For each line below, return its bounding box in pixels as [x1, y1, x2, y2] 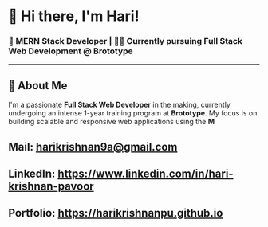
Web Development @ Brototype [8, 45, 133, 57]
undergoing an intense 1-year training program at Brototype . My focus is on [8, 108, 258, 118]
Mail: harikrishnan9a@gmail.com [8, 139, 178, 154]
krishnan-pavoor [8, 179, 94, 194]
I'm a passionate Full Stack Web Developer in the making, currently [8, 100, 231, 110]
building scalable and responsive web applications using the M [8, 117, 215, 127]
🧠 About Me [8, 79, 68, 92]
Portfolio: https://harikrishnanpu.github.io [8, 206, 223, 220]
